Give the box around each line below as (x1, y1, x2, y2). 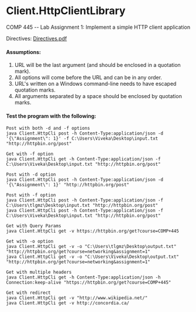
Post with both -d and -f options (6, 125, 91, 132)
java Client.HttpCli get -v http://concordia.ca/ (6, 300, 130, 306)
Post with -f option (6, 192, 57, 198)
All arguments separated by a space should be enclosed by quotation (14, 93, 183, 100)
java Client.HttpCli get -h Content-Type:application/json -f (6, 156, 161, 162)
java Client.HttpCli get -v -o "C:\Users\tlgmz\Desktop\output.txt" (6, 244, 177, 250)
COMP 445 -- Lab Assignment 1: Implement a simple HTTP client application (6, 24, 191, 31)
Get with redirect (6, 290, 51, 296)
